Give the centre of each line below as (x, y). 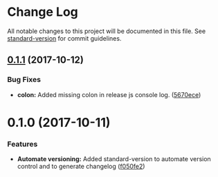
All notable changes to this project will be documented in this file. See (107, 31)
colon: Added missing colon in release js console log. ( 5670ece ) (109, 94)
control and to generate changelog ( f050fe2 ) (81, 167)
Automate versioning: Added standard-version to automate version (114, 159)
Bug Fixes (24, 80)
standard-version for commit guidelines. (64, 38)
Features (22, 144)
